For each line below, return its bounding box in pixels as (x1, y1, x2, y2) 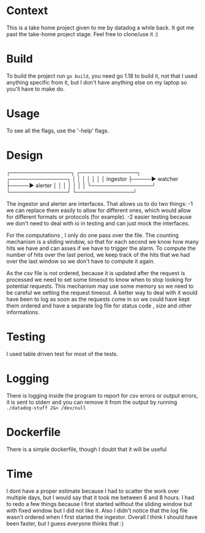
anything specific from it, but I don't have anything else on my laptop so (6, 78, 187, 86)
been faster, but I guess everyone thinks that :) (6, 520, 124, 527)
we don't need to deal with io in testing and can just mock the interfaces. (6, 219, 190, 227)
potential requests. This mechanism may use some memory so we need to (6, 282, 194, 290)
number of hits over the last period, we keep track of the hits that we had (6, 251, 190, 258)
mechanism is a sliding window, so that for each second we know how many (6, 238, 199, 245)
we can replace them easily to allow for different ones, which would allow (6, 206, 192, 214)
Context (6, 4, 48, 18)
